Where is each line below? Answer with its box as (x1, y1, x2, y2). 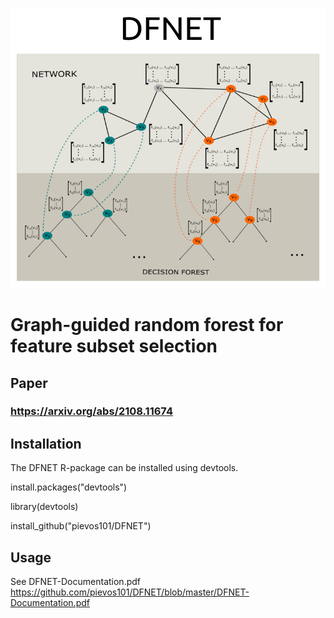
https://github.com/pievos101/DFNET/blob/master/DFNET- (10, 586, 250, 598)
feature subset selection (10, 335, 218, 358)
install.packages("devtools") (10, 481, 128, 493)
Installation (10, 435, 82, 452)
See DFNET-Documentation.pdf (10, 576, 141, 588)
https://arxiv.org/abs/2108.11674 (10, 404, 173, 418)
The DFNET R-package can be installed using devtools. (10, 462, 239, 474)
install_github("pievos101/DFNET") (10, 520, 152, 532)
